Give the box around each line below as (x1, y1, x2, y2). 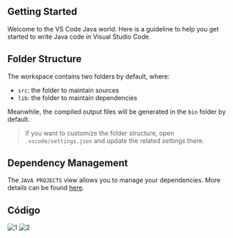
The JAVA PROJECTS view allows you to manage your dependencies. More (7, 176, 221, 184)
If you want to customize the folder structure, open (24, 129, 175, 137)
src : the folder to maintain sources (17, 86, 120, 94)
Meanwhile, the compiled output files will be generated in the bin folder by (7, 107, 226, 116)
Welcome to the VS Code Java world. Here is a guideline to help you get (7, 24, 219, 33)
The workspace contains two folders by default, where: (7, 71, 170, 81)
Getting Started (7, 6, 78, 18)
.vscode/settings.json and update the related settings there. (24, 136, 204, 145)
